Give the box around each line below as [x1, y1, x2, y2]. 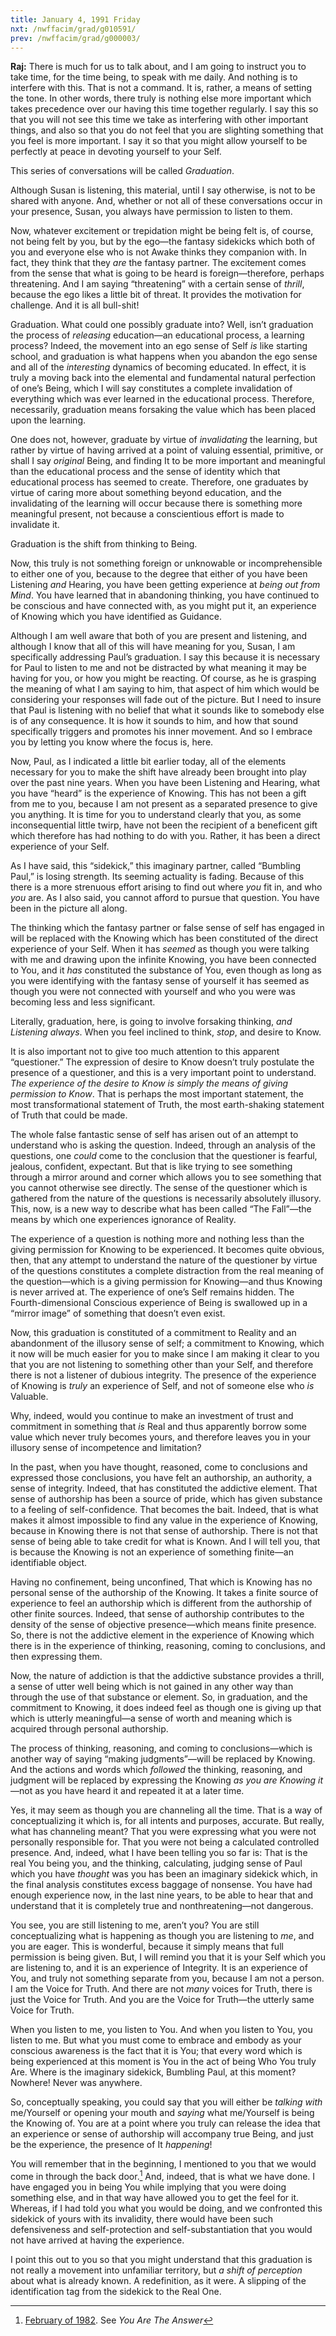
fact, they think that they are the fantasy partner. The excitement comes [10, 257, 307, 269]
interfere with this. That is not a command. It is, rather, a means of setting [10, 82, 313, 94]
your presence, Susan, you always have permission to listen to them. [10, 206, 293, 218]
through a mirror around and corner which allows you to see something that [10, 1171, 322, 1183]
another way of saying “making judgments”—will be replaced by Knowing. [10, 1753, 316, 1765]
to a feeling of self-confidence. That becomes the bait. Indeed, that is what [10, 1504, 319, 1516]
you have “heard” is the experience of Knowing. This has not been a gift [10, 787, 307, 800]
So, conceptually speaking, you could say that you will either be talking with [10, 2096, 323, 2108]
